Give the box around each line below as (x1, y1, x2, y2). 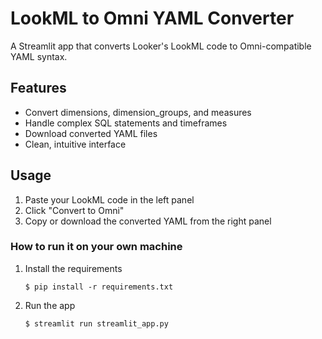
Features (10, 80, 67, 97)
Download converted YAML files (24, 127, 158, 139)
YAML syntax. (10, 50, 68, 62)
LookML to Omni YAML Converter (10, 7, 295, 30)
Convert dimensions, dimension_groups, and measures (24, 106, 252, 118)
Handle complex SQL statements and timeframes (24, 117, 228, 129)
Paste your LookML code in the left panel (24, 193, 195, 206)
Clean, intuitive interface (24, 138, 127, 150)
